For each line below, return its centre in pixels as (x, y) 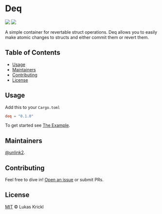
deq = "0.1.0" (19, 116)
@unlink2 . (15, 152)
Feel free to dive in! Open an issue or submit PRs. (54, 180)
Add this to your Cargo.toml (33, 107)
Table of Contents (33, 53)
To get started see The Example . (38, 126)
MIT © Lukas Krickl (24, 207)
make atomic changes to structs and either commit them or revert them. (77, 37)
